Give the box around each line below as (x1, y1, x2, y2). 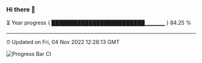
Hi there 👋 (6, 5, 36, 14)
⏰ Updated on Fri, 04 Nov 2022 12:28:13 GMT (6, 39, 120, 46)
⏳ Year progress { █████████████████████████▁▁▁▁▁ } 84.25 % (6, 19, 191, 26)
